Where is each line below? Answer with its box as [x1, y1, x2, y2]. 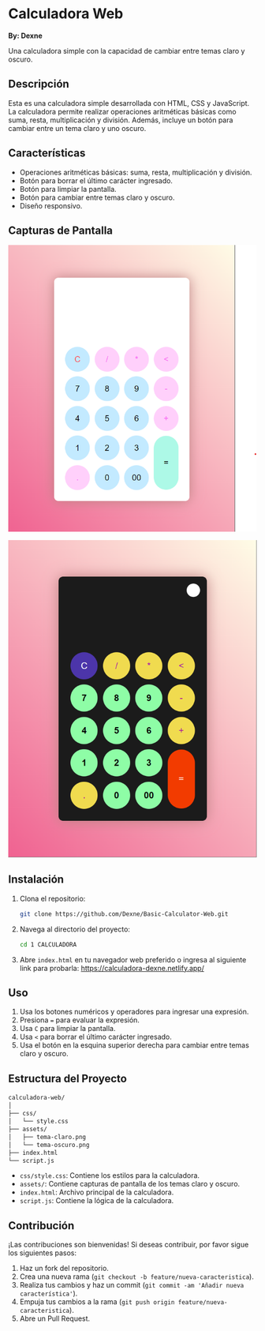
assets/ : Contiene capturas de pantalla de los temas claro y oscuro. [19, 1179, 241, 1189]
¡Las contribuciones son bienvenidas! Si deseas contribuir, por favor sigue [8, 1240, 249, 1250]
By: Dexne [8, 31, 43, 40]
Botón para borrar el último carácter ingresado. [19, 175, 174, 186]
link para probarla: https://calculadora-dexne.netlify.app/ [19, 963, 205, 973]
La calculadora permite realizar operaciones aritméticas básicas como [8, 107, 237, 116]
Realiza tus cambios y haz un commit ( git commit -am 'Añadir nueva [19, 1280, 244, 1290]
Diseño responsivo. [19, 201, 83, 210]
